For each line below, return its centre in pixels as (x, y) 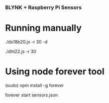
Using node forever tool (55, 72)
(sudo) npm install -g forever (35, 85)
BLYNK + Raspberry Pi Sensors (44, 7)
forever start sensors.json (32, 95)
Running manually (44, 28)
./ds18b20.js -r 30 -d (26, 42)
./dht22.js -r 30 (21, 51)
